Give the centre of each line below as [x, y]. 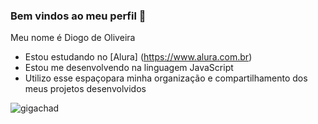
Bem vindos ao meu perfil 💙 [78, 16]
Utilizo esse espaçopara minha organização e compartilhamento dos [166, 78]
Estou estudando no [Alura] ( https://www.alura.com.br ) [138, 57]
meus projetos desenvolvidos [85, 89]
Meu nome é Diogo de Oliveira [73, 38]
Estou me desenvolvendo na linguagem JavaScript [129, 68]
